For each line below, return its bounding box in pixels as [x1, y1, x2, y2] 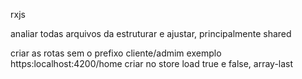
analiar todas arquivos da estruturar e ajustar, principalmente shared [10, 28, 292, 39]
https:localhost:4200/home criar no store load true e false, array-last [10, 58, 294, 69]
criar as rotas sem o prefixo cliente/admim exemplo [10, 47, 222, 59]
